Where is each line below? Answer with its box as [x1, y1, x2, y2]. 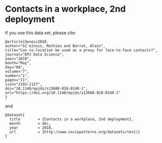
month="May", [5, 60, 32, 65]
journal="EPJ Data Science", [5, 52, 64, 57]
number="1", [5, 73, 29, 78]
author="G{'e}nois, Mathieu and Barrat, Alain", [5, 43, 106, 48]
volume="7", [5, 69, 29, 74]
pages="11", [5, 77, 29, 82]
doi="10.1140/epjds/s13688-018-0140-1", [5, 86, 89, 91]
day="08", [5, 65, 25, 70]
